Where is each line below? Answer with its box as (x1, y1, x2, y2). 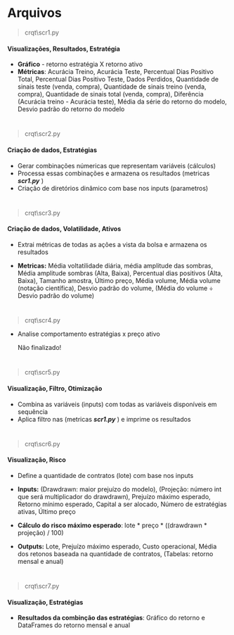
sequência (17, 407, 48, 416)
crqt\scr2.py (24, 130, 61, 138)
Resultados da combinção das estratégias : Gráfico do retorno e (17, 614, 205, 622)
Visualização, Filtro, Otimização (7, 384, 103, 392)
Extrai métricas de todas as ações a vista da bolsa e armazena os (17, 240, 207, 249)
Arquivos (7, 5, 62, 21)
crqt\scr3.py (24, 208, 61, 217)
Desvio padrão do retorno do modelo (17, 105, 125, 113)
